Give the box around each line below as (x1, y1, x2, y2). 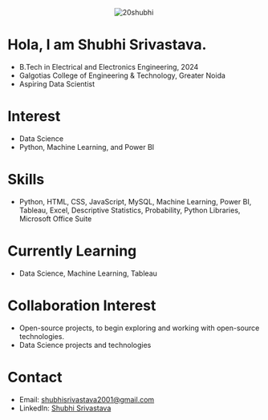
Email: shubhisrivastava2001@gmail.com (18, 394, 155, 404)
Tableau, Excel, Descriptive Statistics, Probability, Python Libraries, (18, 205, 241, 215)
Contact (7, 368, 63, 386)
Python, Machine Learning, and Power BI (18, 142, 155, 151)
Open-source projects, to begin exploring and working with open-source (18, 323, 260, 333)
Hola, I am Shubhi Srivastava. (7, 36, 207, 54)
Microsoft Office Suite (18, 213, 92, 224)
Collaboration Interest (7, 297, 156, 314)
